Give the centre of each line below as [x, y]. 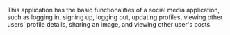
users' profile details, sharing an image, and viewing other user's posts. [109, 24]
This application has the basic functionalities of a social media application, [114, 10]
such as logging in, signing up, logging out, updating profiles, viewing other [115, 17]
